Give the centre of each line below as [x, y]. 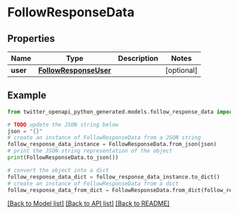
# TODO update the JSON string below [63, 125]
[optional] [182, 70]
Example [27, 95]
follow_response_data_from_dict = [58, 190]
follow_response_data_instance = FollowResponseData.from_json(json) [112, 145]
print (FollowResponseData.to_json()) [63, 158]
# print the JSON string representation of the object [90, 151]
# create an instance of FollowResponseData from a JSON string [104, 138]
